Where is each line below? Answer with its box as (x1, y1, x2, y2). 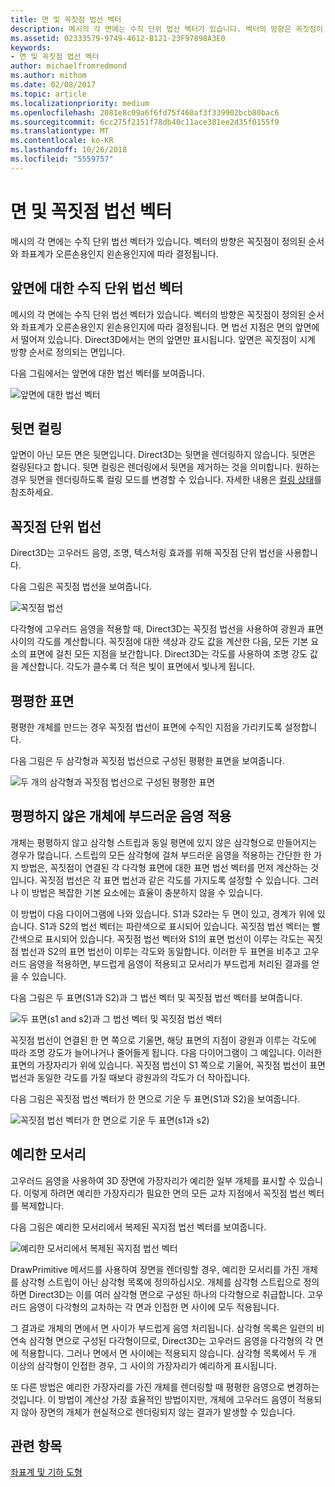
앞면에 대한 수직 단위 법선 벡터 (10, 280, 184, 297)
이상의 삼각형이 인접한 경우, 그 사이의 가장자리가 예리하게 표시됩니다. (10, 1359, 277, 1371)
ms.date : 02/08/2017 (10, 80, 97, 90)
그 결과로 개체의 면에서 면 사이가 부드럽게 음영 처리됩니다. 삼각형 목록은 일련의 (10, 1322, 315, 1334)
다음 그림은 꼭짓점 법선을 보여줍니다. (10, 581, 152, 593)
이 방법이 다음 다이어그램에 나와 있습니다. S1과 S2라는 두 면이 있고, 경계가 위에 (10, 907, 315, 920)
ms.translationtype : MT (10, 126, 110, 136)
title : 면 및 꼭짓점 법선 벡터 (10, 14, 122, 25)
